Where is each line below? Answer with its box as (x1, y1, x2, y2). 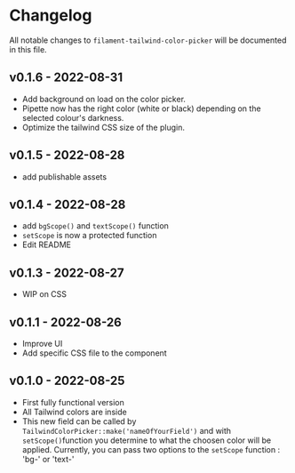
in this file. (9, 44, 47, 54)
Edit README (21, 239, 71, 250)
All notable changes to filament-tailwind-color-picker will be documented (9, 35, 287, 45)
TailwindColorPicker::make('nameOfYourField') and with (21, 425, 232, 436)
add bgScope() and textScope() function (21, 220, 169, 231)
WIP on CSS (21, 289, 68, 300)
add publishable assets (21, 171, 108, 182)
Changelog (9, 5, 92, 26)
